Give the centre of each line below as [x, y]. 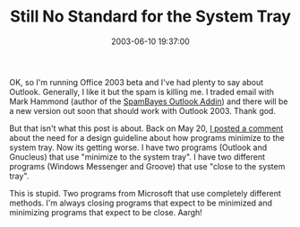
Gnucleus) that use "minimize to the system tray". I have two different [137, 157]
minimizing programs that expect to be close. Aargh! [106, 212]
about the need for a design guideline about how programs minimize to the [147, 137]
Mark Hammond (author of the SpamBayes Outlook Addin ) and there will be [149, 101]
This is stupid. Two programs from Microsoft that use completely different [146, 193]
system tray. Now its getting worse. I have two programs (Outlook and [138, 147]
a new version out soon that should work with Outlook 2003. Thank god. [142, 110]
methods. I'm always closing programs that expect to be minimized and [141, 203]
